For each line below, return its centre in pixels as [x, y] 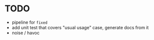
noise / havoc [26, 33]
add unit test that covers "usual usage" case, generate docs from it [80, 27]
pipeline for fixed [29, 22]
